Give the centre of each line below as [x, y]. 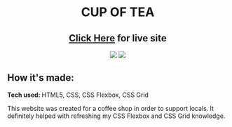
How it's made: [41, 78]
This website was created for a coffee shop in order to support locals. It [111, 108]
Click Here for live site [118, 38]
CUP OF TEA [118, 12]
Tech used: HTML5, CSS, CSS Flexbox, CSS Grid [78, 95]
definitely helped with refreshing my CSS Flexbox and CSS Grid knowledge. [116, 116]
